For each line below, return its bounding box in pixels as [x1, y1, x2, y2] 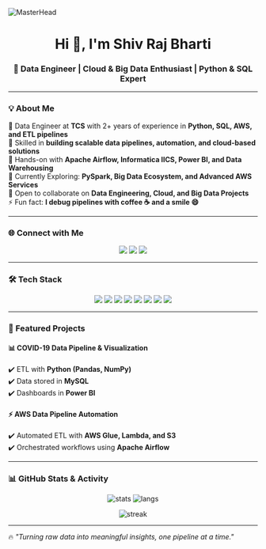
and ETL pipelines [8, 129, 69, 138]
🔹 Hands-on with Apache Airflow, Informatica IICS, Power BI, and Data [8, 154, 242, 164]
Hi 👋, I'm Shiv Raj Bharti [55, 36, 211, 53]
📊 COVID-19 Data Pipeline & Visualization [8, 343, 148, 352]
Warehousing [8, 163, 54, 172]
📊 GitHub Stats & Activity [8, 473, 109, 484]
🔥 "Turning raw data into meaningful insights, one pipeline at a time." [8, 532, 234, 541]
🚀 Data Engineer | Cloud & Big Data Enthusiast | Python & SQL [13, 63, 253, 74]
